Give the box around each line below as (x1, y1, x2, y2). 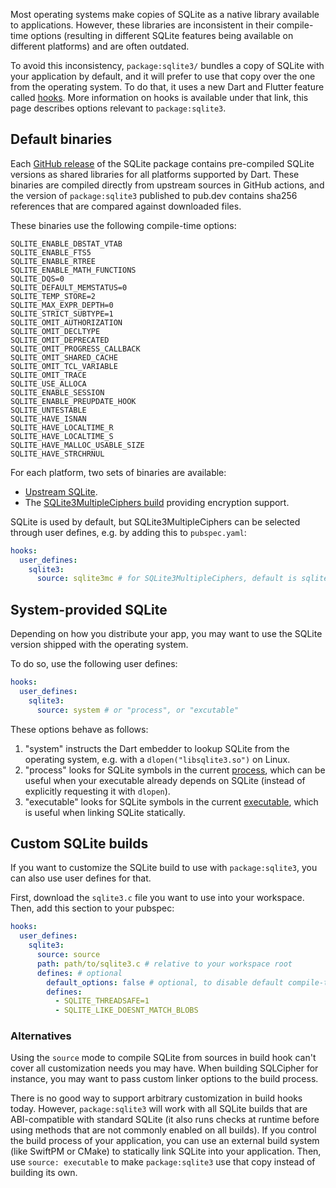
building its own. (10, 1167, 78, 1179)
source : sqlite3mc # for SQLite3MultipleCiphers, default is (36, 574, 298, 584)
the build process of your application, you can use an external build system (10, 1135, 320, 1147)
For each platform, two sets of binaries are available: (10, 466, 227, 478)
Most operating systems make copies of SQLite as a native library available (10, 9, 320, 20)
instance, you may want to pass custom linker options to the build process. (10, 1073, 319, 1085)
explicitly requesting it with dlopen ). (24, 785, 171, 797)
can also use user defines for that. (10, 872, 152, 884)
